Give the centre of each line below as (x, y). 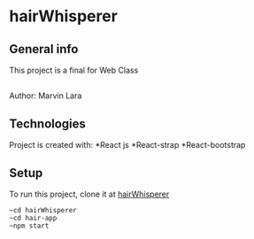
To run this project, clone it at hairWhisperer (89, 194)
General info (44, 49)
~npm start (29, 226)
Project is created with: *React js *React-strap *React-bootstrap (127, 145)
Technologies (48, 123)
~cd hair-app (33, 219)
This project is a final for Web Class (74, 70)
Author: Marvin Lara (46, 96)
